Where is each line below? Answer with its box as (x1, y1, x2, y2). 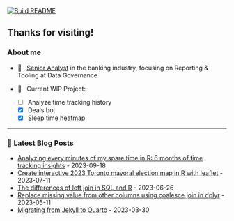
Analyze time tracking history (27, 98, 112, 106)
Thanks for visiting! (7, 26, 94, 38)
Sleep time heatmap (27, 114, 86, 122)
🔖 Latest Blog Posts (7, 138, 75, 148)
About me (7, 47, 42, 57)
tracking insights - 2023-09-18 (17, 161, 107, 170)
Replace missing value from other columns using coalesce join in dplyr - (17, 191, 225, 199)
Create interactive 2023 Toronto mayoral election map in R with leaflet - (17, 169, 223, 177)
